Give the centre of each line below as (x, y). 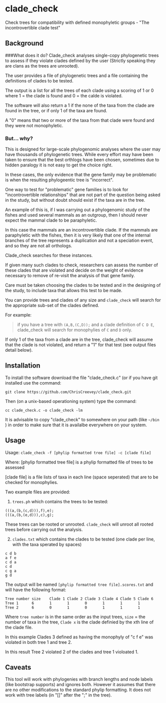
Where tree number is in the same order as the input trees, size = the (75, 617)
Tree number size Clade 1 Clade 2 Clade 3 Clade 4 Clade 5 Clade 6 (79, 599)
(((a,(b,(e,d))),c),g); (30, 515)
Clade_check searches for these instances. (49, 255)
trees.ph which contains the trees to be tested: (60, 501)
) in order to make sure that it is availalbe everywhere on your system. (76, 425)
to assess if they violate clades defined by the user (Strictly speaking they (80, 61)
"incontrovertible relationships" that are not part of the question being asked (83, 195)
